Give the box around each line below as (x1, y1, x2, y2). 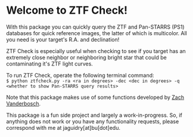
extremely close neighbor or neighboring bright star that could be (6, 54, 167, 61)
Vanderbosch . (6, 99, 41, 107)
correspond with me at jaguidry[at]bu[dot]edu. (6, 124, 121, 131)
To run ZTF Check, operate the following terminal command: (6, 71, 154, 79)
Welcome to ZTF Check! (6, 4, 128, 17)
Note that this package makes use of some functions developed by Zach (6, 94, 185, 101)
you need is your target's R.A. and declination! (6, 36, 120, 43)
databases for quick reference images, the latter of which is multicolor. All (6, 29, 188, 36)
